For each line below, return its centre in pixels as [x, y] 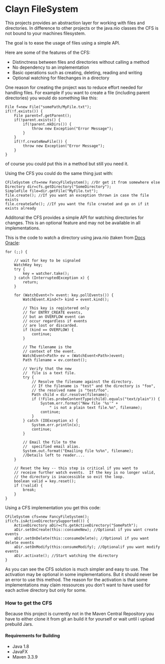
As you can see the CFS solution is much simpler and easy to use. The [77, 569]
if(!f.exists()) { [24, 111]
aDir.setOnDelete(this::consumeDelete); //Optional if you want [82, 538]
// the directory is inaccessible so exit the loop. [69, 477]
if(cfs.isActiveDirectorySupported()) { [47, 521]
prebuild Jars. [19, 624]
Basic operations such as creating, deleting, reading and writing [77, 72]
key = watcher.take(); [46, 273]
